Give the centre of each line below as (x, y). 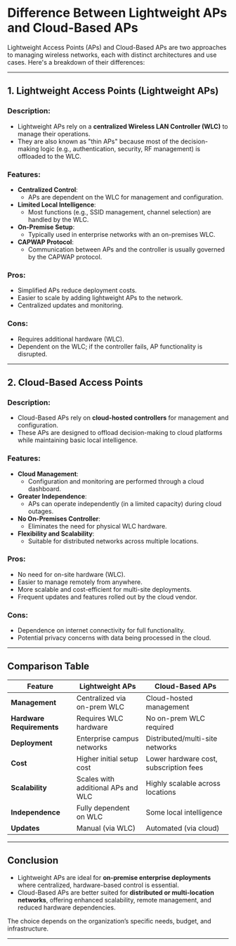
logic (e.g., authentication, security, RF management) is (120, 148)
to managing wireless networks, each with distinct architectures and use (112, 55)
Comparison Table (48, 667)
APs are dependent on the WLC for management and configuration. (125, 197)
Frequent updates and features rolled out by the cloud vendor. (107, 597)
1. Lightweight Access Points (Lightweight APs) (113, 91)
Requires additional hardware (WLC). (71, 339)
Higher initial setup (107, 758)
